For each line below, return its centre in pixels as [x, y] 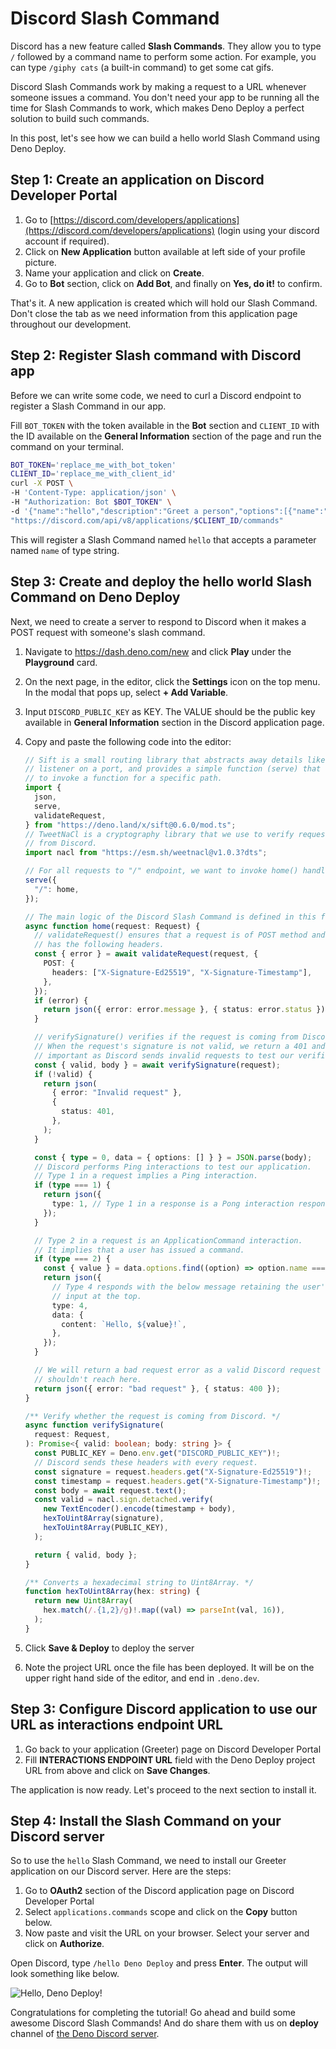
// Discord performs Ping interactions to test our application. [173, 1167]
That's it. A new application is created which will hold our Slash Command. [164, 303]
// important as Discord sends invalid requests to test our [164, 1055]
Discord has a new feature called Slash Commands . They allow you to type [166, 46]
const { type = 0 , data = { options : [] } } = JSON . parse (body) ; [173, 1157]
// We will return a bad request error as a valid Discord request [178, 1370]
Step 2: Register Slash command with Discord [156, 355]
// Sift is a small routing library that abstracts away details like [175, 760]
